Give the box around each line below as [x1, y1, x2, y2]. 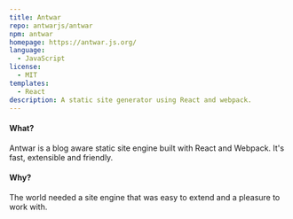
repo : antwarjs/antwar [9, 21, 93, 30]
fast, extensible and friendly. [9, 152, 114, 162]
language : [9, 46, 46, 55]
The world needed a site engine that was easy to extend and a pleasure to [9, 192, 281, 202]
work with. [9, 201, 48, 212]
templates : [9, 79, 50, 88]
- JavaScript [17, 54, 66, 63]
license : [9, 63, 42, 72]
